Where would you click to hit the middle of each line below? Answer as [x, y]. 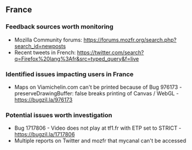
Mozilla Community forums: [48, 40]
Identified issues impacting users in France [70, 74]
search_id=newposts [40, 46]
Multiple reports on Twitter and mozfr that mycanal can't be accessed [100, 141]
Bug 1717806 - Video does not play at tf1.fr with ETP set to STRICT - [98, 128]
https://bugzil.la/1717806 [45, 135]
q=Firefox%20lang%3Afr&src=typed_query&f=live [77, 58]
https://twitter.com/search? [110, 52]
